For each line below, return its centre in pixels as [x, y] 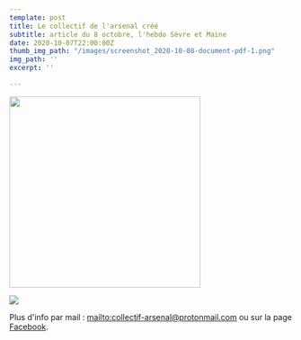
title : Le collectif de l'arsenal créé [84, 26]
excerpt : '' [31, 68]
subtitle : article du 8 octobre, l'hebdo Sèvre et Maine [118, 34]
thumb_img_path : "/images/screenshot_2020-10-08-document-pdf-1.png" [142, 51]
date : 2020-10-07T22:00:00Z [62, 43]
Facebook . [29, 327]
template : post [38, 18]
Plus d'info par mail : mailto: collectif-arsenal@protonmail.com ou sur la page [150, 317]
